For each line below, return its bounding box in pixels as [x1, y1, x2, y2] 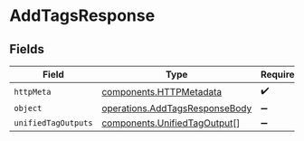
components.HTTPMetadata [101, 85, 223, 98]
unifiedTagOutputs [14, 118, 93, 127]
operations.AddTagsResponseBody [101, 102, 252, 114]
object [14, 103, 43, 113]
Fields [9, 42, 45, 57]
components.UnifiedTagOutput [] [101, 117, 241, 129]
